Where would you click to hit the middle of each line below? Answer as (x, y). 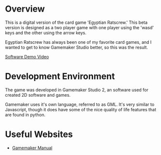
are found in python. (25, 115)
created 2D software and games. (38, 95)
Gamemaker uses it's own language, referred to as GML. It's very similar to (80, 104)
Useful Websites (39, 134)
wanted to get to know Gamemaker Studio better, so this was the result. (77, 47)
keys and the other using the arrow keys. (46, 33)
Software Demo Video (27, 56)
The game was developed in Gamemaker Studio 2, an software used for (77, 90)
